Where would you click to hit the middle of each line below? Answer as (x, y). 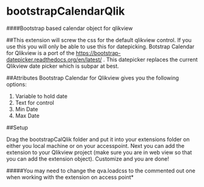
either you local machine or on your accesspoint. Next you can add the (96, 145)
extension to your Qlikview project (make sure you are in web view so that (99, 152)
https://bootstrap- (98, 53)
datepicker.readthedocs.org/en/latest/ (54, 59)
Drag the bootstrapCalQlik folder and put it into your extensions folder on (98, 139)
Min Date (27, 109)
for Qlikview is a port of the (41, 53)
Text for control (35, 103)
